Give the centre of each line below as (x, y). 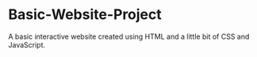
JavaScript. (27, 44)
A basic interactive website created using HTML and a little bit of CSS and (129, 36)
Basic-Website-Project (85, 15)
